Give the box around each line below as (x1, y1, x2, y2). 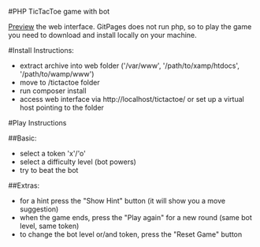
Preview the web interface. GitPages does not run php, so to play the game (8, 22, 252, 31)
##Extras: (8, 181, 40, 190)
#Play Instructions (8, 118, 67, 127)
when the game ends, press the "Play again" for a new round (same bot (19, 213, 252, 222)
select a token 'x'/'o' (19, 149, 87, 158)
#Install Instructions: (8, 46, 75, 54)
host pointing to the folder (19, 103, 105, 112)
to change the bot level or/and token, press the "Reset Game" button (19, 230, 243, 239)
